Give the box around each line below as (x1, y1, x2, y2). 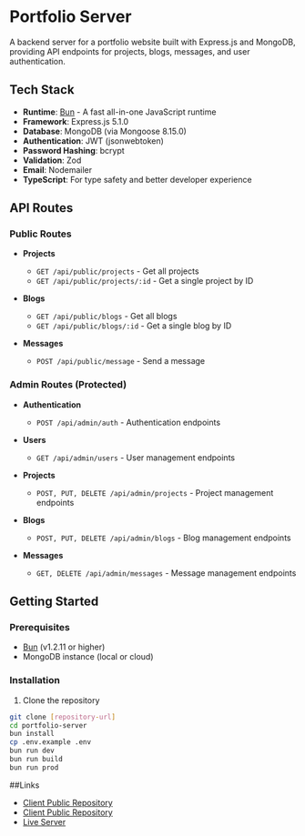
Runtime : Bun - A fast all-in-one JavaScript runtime (22, 106, 217, 117)
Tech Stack (9, 82, 75, 97)
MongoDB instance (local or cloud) (22, 651, 154, 662)
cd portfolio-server (9, 720, 88, 730)
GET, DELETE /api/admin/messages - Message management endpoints (36, 567, 297, 579)
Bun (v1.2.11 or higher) (22, 641, 106, 652)
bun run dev (9, 746, 55, 756)
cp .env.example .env (9, 738, 92, 747)
